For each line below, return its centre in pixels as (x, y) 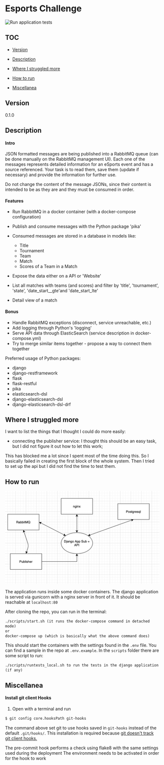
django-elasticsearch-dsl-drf (41, 404)
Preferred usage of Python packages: (43, 358)
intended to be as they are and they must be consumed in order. (70, 189)
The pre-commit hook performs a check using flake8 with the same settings (82, 748)
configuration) (26, 217)
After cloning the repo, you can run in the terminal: (56, 612)
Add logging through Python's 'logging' (52, 328)
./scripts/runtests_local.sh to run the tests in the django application (82, 665)
